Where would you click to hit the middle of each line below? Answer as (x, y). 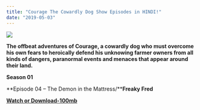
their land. (20, 65)
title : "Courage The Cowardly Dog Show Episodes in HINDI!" (84, 12)
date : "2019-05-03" (31, 18)
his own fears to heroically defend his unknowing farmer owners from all (100, 53)
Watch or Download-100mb (42, 100)
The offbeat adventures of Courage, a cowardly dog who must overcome (100, 46)
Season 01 (20, 77)
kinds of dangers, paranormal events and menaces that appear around (97, 59)
